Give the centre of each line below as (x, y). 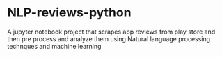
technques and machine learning (54, 46)
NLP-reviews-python (69, 13)
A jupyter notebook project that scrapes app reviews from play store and (111, 32)
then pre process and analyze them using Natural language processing (109, 38)
